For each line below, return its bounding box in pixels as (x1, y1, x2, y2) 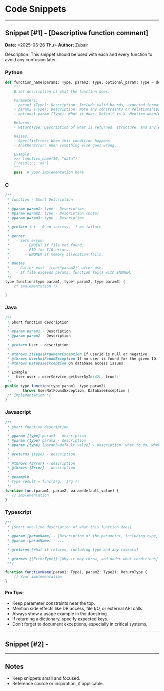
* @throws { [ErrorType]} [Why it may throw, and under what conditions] (7, 556, 159, 561)
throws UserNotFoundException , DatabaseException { (22, 388, 130, 393)
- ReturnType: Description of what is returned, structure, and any (14, 125, 156, 130)
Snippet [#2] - (5, 640, 49, 648)
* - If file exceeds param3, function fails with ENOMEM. (7, 270, 132, 275)
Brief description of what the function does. (14, 89, 110, 94)
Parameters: (14, 98, 38, 103)
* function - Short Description (7, 197, 73, 202)
